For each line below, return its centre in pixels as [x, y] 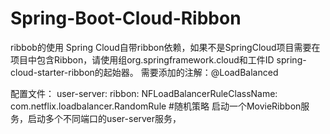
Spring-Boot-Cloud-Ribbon [126, 18]
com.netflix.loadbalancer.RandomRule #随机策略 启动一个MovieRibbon [156, 106]
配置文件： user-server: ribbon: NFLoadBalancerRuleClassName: [144, 93]
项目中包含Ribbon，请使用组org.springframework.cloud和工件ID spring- [158, 59]
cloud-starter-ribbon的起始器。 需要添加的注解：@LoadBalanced [144, 72]
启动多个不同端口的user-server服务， [104, 118]
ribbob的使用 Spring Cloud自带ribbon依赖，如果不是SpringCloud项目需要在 [165, 47]
